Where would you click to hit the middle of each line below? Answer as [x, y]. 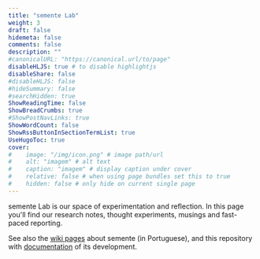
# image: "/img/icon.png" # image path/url [86, 154]
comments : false [35, 45]
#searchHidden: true [42, 96]
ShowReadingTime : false [47, 103]
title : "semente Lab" [44, 15]
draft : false [30, 30]
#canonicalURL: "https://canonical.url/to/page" [89, 60]
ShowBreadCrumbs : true [45, 111]
